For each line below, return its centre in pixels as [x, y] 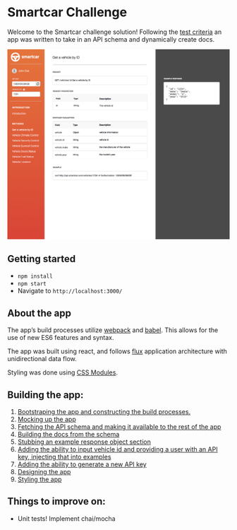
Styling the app [39, 479]
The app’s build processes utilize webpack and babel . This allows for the [113, 330]
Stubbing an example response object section [84, 442]
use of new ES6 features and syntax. [61, 338]
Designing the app [44, 472]
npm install [35, 276]
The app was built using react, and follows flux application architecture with [117, 351]
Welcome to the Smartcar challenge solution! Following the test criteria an [115, 32]
